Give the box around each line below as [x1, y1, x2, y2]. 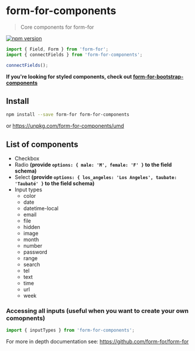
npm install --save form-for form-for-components [6, 112, 130, 118]
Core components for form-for [20, 23, 94, 31]
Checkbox [14, 155, 40, 162]
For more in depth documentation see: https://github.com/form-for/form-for [6, 338, 189, 345]
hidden [23, 224, 40, 231]
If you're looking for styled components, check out [6, 73, 132, 80]
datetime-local [23, 205, 59, 212]
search [23, 261, 40, 268]
